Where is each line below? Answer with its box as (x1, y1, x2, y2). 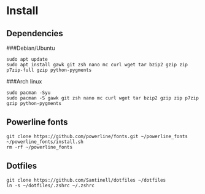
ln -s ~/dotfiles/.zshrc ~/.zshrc (6, 182, 95, 188)
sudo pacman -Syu (6, 90, 51, 96)
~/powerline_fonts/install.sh (6, 139, 84, 145)
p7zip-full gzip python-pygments (6, 67, 92, 73)
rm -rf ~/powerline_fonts (6, 144, 72, 150)
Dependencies (6, 28, 63, 39)
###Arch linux (6, 78, 42, 85)
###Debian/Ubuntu (6, 44, 55, 52)
